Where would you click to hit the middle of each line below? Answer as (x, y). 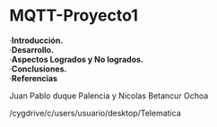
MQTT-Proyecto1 (74, 16)
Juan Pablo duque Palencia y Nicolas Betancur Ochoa (109, 96)
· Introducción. (36, 40)
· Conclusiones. (38, 69)
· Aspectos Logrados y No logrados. (76, 59)
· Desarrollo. (32, 49)
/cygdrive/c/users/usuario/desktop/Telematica (95, 113)
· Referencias (34, 78)
